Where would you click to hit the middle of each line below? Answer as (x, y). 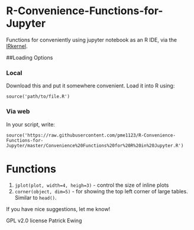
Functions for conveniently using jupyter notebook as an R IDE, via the (92, 40)
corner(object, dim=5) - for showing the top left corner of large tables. (101, 192)
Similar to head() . (36, 198)
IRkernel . (17, 46)
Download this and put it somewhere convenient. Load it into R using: (90, 86)
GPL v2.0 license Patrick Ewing (44, 221)
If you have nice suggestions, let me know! (58, 209)
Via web (18, 112)
